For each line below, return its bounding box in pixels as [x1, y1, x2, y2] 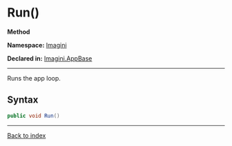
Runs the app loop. [7, 74, 61, 82]
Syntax [7, 94, 39, 106]
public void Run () [7, 112, 60, 119]
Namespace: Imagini [7, 41, 67, 49]
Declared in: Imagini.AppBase [7, 54, 93, 63]
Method [7, 28, 30, 36]
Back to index [7, 131, 46, 139]
